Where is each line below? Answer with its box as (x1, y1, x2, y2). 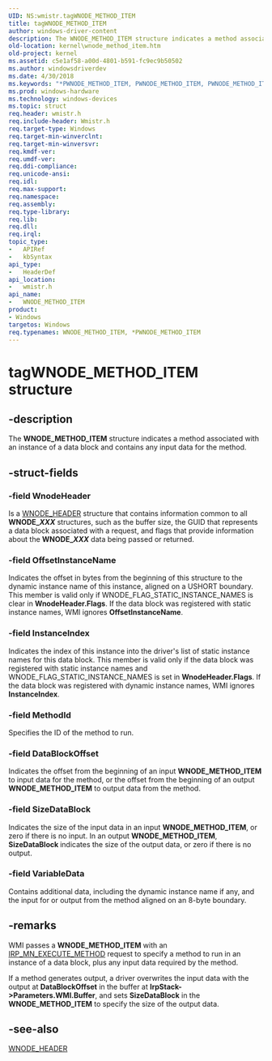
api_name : (8, 291, 42, 299)
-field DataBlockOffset (8, 748, 99, 759)
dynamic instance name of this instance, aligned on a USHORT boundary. (8, 582, 253, 591)
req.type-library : (8, 207, 70, 215)
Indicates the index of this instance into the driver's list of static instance (8, 646, 250, 656)
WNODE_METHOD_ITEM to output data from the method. (8, 783, 201, 794)
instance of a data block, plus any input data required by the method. (8, 957, 239, 967)
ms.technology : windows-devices (8, 95, 117, 103)
